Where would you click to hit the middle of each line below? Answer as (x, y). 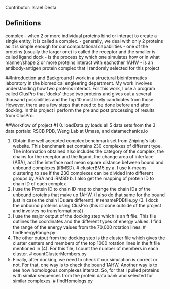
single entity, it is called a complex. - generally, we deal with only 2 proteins (84, 41)
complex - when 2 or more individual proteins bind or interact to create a (81, 36)
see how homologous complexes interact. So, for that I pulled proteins (86, 270)
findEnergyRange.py (34, 232)
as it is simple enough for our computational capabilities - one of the (77, 46)
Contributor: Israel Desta (31, 7)
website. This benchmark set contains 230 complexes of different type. (87, 146)
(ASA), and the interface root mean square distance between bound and (88, 162)
